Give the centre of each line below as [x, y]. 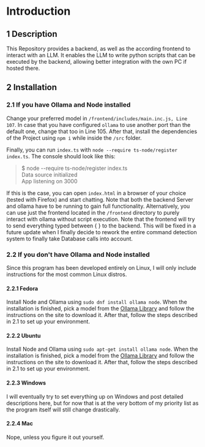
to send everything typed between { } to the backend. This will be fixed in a [101, 226]
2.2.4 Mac [20, 424]
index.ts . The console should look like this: [61, 156]
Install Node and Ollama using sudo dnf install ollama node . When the [97, 302]
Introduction [39, 11]
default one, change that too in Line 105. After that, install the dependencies [102, 131]
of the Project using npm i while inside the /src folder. [74, 138]
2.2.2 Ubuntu [24, 335]
